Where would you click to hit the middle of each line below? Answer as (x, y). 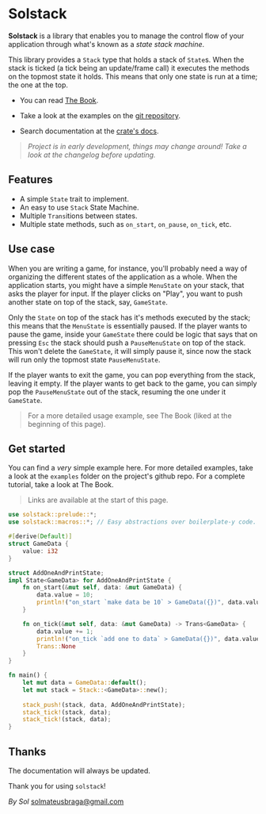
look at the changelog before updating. (91, 155)
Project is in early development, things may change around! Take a (137, 146)
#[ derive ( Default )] (40, 536)
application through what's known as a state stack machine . (106, 44)
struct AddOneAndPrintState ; (56, 573)
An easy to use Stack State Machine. (79, 207)
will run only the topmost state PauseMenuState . (84, 359)
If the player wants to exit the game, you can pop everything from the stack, (132, 374)
